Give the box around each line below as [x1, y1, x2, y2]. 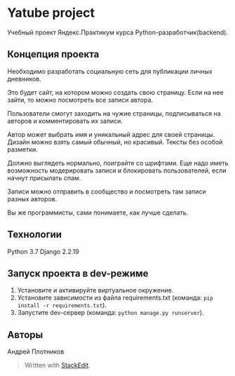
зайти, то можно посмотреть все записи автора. [7, 95, 153, 104]
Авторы [7, 328, 43, 341]
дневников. [7, 74, 42, 83]
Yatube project [7, 5, 95, 21]
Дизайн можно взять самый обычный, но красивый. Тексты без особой [7, 137, 223, 146]
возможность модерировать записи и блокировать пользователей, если [7, 166, 227, 175]
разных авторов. [7, 194, 58, 203]
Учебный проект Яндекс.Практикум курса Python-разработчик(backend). [7, 28, 229, 36]
